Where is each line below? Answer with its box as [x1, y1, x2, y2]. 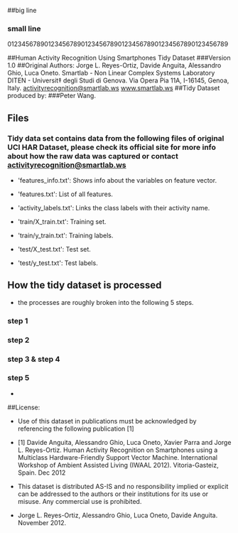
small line [7, 23, 41, 33]
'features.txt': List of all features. [17, 190, 114, 198]
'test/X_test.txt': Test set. [17, 244, 91, 253]
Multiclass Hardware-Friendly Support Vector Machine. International [17, 453, 218, 461]
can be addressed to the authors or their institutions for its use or [17, 490, 209, 498]
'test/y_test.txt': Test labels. [17, 259, 98, 267]
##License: [7, 403, 40, 411]
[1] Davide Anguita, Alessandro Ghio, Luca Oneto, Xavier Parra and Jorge [17, 438, 232, 446]
